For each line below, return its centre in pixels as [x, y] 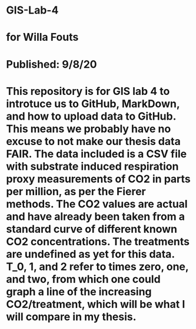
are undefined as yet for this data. [90, 254]
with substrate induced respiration [92, 166]
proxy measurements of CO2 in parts [99, 179]
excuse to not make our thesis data [93, 141]
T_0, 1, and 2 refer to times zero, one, [97, 267]
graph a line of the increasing [79, 292]
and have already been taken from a [96, 216]
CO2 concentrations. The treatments [98, 241]
